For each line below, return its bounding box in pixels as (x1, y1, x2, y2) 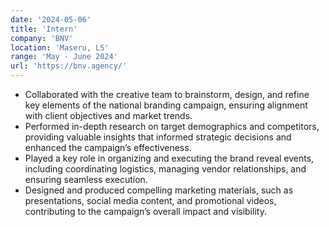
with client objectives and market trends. (24, 110, 193, 121)
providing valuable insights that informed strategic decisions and (24, 131, 292, 143)
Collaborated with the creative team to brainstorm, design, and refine (24, 89, 310, 100)
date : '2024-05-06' (10, 14, 92, 25)
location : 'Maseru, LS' (10, 42, 110, 53)
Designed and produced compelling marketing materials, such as (24, 184, 294, 196)
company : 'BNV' (10, 33, 74, 43)
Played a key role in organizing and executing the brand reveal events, (24, 152, 315, 164)
